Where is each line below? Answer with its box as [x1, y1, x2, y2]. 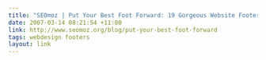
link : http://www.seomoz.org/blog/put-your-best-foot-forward [8, 26, 218, 34]
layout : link [8, 41, 51, 48]
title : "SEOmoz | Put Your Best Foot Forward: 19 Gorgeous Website [8, 11, 236, 19]
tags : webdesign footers [8, 33, 90, 41]
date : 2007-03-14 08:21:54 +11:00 [8, 19, 123, 26]
